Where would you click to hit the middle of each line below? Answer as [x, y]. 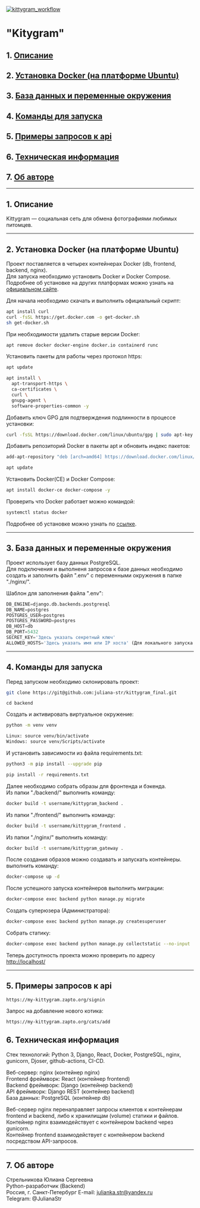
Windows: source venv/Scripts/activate [56, 742]
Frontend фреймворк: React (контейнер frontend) [68, 1078]
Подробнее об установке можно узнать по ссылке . [71, 524]
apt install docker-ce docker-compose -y [58, 490]
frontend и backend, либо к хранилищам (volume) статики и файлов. [93, 1115]
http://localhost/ [26, 961]
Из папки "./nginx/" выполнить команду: [57, 837]
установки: [20, 423]
